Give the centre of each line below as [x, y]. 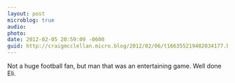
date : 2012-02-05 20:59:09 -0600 [56, 40]
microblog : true [31, 20]
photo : [17, 33]
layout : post [26, 14]
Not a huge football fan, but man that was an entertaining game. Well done [114, 66]
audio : [17, 27]
